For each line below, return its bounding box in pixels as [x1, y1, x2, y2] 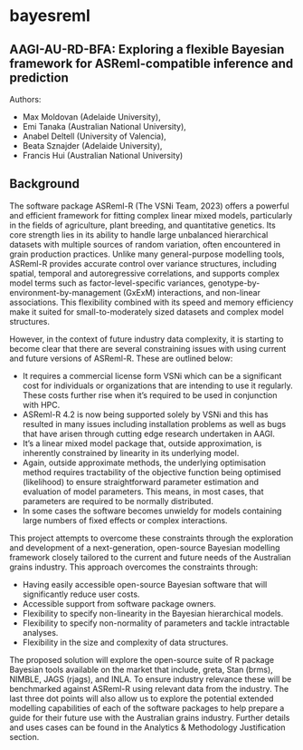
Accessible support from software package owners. [22, 598, 217, 609]
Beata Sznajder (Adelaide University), [22, 141, 163, 151]
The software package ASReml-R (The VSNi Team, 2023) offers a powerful [9, 200, 289, 211]
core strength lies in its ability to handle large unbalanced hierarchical [9, 229, 269, 240]
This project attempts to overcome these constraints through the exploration [9, 532, 294, 543]
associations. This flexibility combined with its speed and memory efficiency [9, 297, 294, 307]
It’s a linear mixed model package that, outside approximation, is [22, 437, 262, 449]
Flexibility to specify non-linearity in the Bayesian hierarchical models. [22, 608, 284, 619]
